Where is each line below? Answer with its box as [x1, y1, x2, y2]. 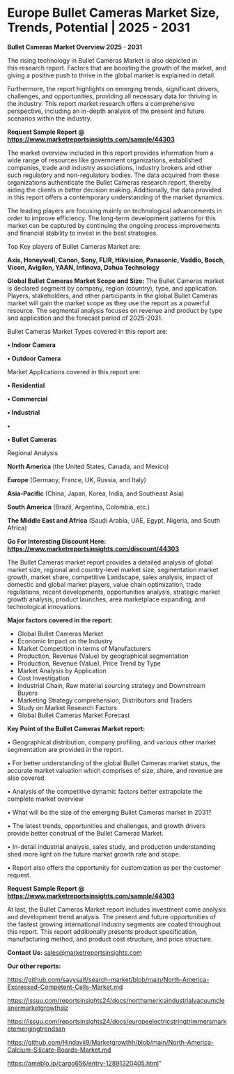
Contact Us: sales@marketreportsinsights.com [7, 948, 143, 956]
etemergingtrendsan [7, 1025, 66, 1033]
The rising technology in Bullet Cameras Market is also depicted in [7, 56, 198, 64]
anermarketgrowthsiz [7, 1004, 68, 1012]
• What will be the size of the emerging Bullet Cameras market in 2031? [7, 808, 212, 816]
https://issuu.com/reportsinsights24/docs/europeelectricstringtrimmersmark [7, 1017, 227, 1025]
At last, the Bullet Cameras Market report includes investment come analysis [7, 905, 226, 914]
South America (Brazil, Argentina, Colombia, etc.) [7, 503, 150, 511]
